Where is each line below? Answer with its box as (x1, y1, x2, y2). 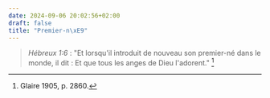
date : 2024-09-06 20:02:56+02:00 (8, 11, 121, 20)
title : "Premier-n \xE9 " (8, 26, 88, 34)
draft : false (8, 19, 52, 27)
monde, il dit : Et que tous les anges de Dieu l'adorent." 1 (27, 57, 215, 68)
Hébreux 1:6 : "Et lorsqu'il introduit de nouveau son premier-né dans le (27, 49, 261, 58)
